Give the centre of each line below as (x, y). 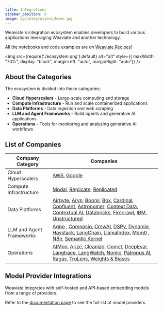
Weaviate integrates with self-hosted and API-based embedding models (77, 288)
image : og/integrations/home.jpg (39, 18)
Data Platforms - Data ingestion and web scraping (62, 109)
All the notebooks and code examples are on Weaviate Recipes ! (69, 47)
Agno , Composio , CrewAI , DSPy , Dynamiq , (101, 227)
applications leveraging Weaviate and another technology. (63, 37)
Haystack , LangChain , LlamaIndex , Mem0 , (101, 233)
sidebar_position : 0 (26, 14)
